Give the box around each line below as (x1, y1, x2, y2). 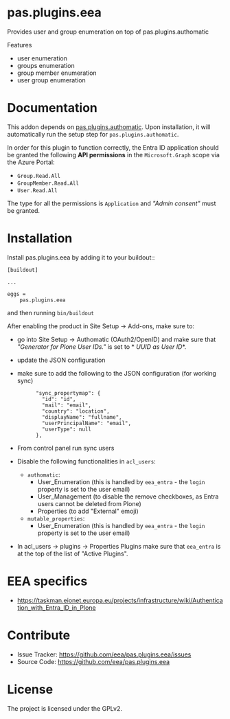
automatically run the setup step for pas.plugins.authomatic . (7, 130, 179, 138)
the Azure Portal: (7, 158, 55, 166)
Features (7, 41, 32, 49)
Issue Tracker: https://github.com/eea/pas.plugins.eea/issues (16, 650, 192, 659)
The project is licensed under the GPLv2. (7, 704, 122, 712)
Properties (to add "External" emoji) (37, 507, 139, 515)
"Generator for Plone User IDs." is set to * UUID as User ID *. (16, 342, 187, 351)
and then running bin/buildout (7, 308, 95, 317)
